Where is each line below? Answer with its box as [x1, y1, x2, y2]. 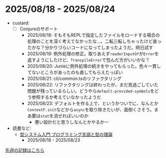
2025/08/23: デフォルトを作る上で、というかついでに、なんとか [27, 100, 159, 106]
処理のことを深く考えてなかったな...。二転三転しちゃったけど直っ [27, 38, 162, 44]
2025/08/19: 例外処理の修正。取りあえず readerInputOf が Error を [27, 51, 159, 57]
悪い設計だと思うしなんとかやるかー [34, 119, 109, 125]
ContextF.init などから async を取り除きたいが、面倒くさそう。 [27, 107, 155, 112]
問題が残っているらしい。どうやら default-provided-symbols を [27, 88, 155, 94]
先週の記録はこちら [5, 148, 45, 153]
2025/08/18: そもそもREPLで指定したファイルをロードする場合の [27, 32, 160, 38]
